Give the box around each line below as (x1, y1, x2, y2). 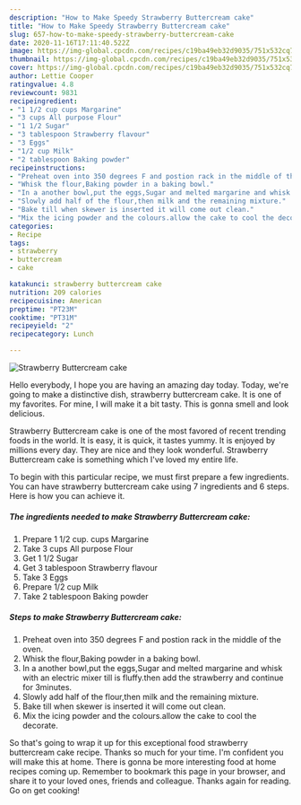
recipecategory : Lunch (9, 329, 94, 339)
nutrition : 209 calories (9, 288, 102, 297)
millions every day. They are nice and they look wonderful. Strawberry (9, 445, 269, 455)
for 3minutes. (21, 681, 73, 692)
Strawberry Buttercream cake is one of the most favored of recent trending (9, 425, 287, 436)
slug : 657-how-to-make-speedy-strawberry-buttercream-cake (9, 30, 235, 39)
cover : (9, 64, 34, 73)
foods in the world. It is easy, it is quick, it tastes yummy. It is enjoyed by (9, 435, 276, 445)
